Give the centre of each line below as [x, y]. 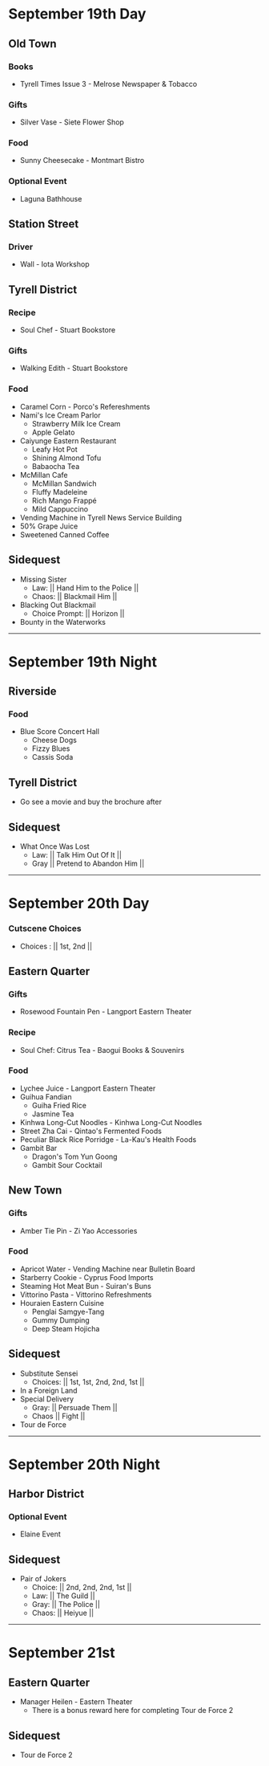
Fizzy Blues [51, 748]
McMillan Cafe [44, 475]
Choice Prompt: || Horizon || [78, 613]
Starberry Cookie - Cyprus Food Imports [86, 1277]
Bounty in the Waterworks [63, 622]
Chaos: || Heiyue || [63, 1613]
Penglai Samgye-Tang [68, 1311]
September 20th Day [79, 903]
